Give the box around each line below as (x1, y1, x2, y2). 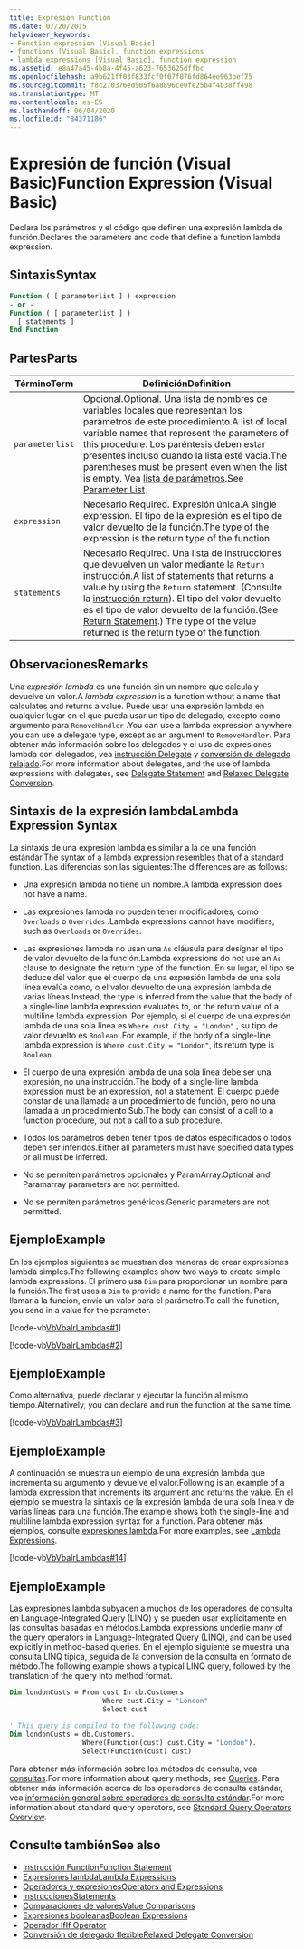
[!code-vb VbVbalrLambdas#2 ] (9, 1340, 124, 1350)
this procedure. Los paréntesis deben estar (82, 438, 266, 451)
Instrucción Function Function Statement (22, 1861, 172, 1873)
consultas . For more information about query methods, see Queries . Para (9, 1772, 280, 1783)
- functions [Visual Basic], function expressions (9, 47, 204, 56)
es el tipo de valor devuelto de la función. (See (82, 604, 279, 617)
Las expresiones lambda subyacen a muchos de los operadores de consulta (9, 1603, 293, 1613)
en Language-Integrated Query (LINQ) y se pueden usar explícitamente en (9, 1612, 287, 1623)
